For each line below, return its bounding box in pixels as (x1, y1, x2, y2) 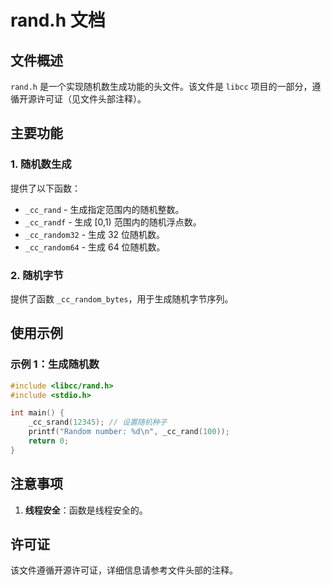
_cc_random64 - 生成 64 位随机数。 (24, 241, 166, 253)
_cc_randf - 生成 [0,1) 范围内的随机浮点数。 (24, 216, 202, 228)
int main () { (10, 408, 65, 418)
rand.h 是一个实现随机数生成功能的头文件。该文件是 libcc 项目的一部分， (10, 81, 313, 92)
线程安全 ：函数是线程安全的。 (24, 504, 148, 516)
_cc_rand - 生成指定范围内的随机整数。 (24, 203, 185, 215)
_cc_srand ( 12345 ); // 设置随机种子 (28, 417, 168, 428)
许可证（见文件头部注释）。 (36, 93, 147, 105)
